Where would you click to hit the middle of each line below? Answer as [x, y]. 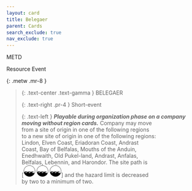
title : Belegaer [27, 19]
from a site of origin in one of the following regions [85, 130]
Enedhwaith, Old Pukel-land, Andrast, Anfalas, [80, 156]
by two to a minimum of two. [57, 182]
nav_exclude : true [30, 39]
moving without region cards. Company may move [86, 123]
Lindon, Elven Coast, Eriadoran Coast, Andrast [80, 143]
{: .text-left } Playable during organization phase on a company [103, 117]
